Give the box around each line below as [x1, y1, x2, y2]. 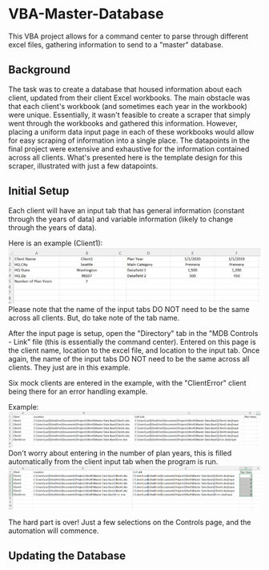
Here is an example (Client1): [8, 238, 103, 248]
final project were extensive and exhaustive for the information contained [8, 144, 250, 153]
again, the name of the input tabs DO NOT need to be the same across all [8, 354, 250, 364]
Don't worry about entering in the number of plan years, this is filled [8, 448, 232, 458]
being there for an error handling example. [8, 386, 148, 397]
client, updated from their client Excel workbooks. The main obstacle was [8, 93, 251, 103]
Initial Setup [8, 184, 70, 198]
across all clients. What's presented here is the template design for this [8, 152, 243, 162]
